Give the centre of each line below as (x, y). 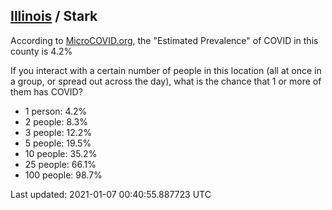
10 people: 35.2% (61, 153)
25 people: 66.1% (60, 164)
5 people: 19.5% (58, 143)
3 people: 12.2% (58, 132)
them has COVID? (46, 91)
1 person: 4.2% (56, 111)
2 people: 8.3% (56, 121)
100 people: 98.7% (63, 175)
